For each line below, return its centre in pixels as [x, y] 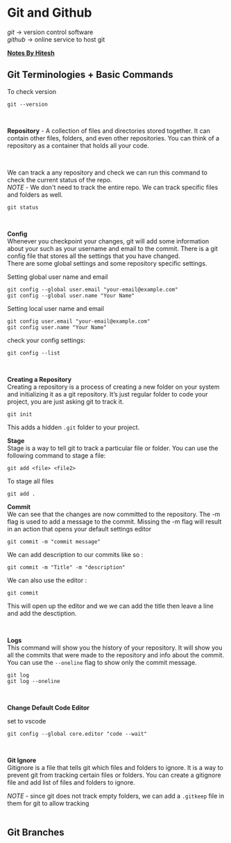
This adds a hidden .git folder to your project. [74, 427]
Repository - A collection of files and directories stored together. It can [109, 131]
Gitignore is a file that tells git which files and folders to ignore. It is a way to [115, 767]
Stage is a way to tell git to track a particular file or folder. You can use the [113, 448]
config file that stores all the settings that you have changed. [94, 256]
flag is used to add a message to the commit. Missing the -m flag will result [114, 521]
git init [20, 414]
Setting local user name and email [55, 308]
